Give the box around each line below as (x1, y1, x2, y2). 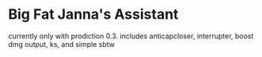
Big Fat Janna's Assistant (8, 5, 179, 23)
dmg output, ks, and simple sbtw (8, 39, 116, 48)
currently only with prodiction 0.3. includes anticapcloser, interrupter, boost (8, 31, 254, 41)
